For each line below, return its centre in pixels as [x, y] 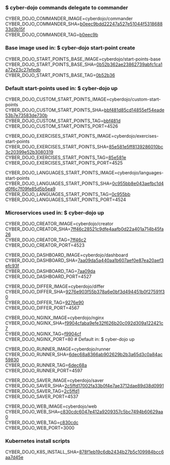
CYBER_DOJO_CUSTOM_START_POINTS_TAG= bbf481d [63, 121]
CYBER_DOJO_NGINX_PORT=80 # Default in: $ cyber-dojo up [70, 339]
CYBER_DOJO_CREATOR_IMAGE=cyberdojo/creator [59, 224]
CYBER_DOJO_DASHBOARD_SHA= [42, 260]
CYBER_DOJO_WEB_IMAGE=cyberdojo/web [51, 406]
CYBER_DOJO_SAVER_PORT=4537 [42, 397]
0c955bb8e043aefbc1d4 [138, 183]
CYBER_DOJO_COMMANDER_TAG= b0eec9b [52, 35]
